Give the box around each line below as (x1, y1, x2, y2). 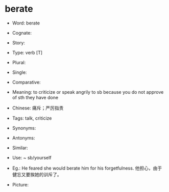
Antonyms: (12, 134, 35, 141)
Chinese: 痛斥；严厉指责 (12, 105, 64, 111)
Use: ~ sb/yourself (12, 154, 52, 160)
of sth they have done (12, 94, 59, 100)
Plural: (12, 59, 26, 65)
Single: (12, 69, 27, 75)
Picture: (12, 181, 29, 187)
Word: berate (12, 20, 40, 26)
